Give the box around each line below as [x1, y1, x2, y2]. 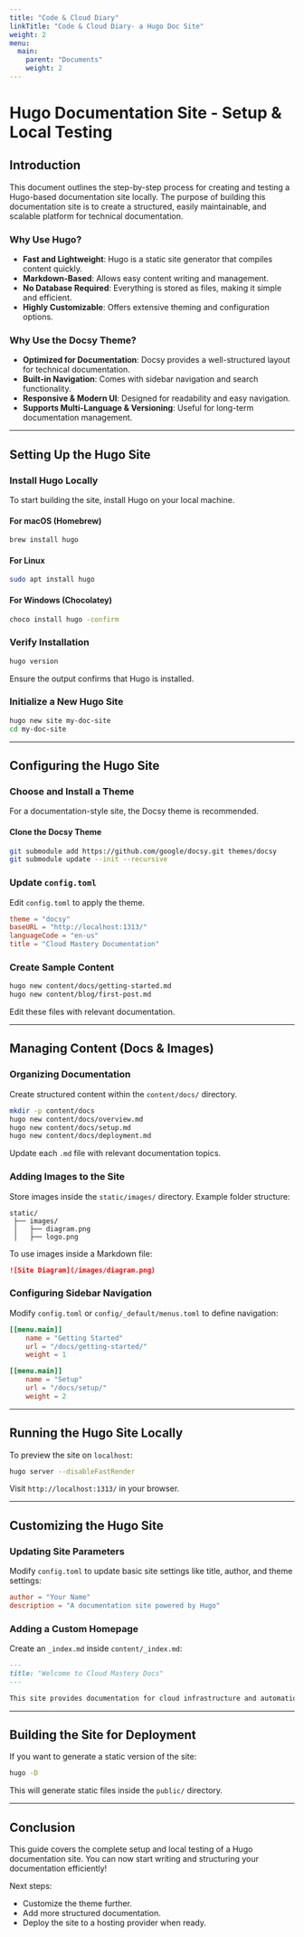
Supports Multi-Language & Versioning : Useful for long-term [22, 403, 254, 413]
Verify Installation [9, 636, 90, 649]
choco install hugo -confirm [9, 614, 119, 624]
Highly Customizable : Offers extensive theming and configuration [22, 302, 270, 313]
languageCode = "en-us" [9, 931, 100, 941]
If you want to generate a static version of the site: [9, 1752, 197, 1762]
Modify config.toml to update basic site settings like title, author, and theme [9, 1566, 293, 1577]
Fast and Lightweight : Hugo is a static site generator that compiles [22, 254, 273, 265]
